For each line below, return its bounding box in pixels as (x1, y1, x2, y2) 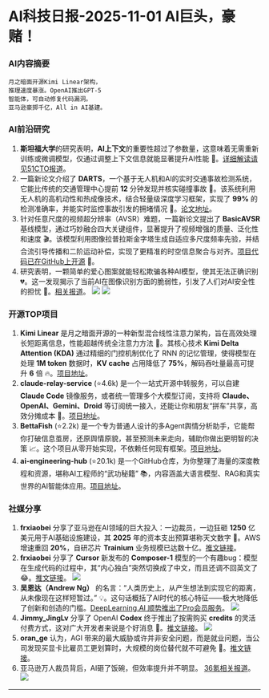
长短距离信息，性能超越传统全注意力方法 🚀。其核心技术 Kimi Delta (19, 339, 239, 348)
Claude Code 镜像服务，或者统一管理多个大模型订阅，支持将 (19, 391, 221, 401)
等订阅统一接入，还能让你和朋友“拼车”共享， (103, 401, 251, 411)
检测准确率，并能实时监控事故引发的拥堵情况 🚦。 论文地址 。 (19, 204, 216, 213)
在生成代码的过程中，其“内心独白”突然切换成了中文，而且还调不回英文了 (19, 563, 259, 573)
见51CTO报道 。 (19, 164, 70, 173)
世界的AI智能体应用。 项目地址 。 (19, 481, 126, 491)
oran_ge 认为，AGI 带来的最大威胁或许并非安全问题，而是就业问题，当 (19, 633, 253, 643)
